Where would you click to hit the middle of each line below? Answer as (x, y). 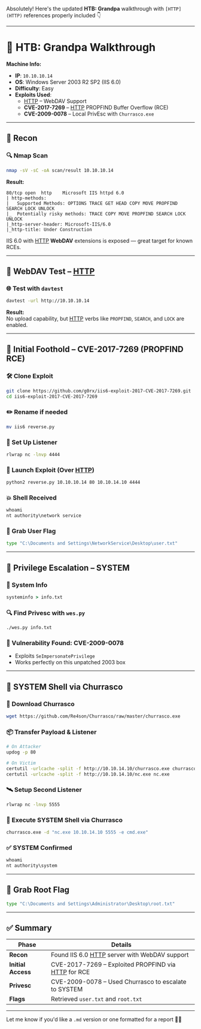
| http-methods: (26, 198)
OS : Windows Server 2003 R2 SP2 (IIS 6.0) (68, 82)
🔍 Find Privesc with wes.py (46, 613)
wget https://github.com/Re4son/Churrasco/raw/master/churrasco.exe (93, 716)
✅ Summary (29, 928)
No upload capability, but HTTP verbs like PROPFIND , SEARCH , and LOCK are (95, 319)
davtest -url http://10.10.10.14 (48, 301)
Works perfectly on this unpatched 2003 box (70, 662)
